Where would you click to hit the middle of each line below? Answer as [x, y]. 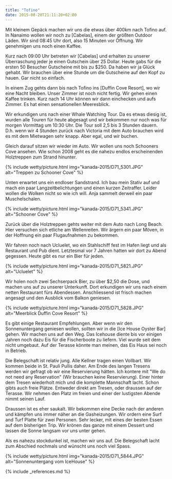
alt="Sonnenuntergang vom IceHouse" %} [50, 462]
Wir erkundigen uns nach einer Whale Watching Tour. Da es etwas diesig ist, [86, 114]
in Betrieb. [16, 350]
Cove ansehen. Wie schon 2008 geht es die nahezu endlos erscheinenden [84, 151]
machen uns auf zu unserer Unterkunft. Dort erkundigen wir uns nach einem [86, 287]
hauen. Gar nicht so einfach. [35, 78]
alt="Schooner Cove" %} [32, 214]
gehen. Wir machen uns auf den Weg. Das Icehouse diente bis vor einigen [84, 334]
